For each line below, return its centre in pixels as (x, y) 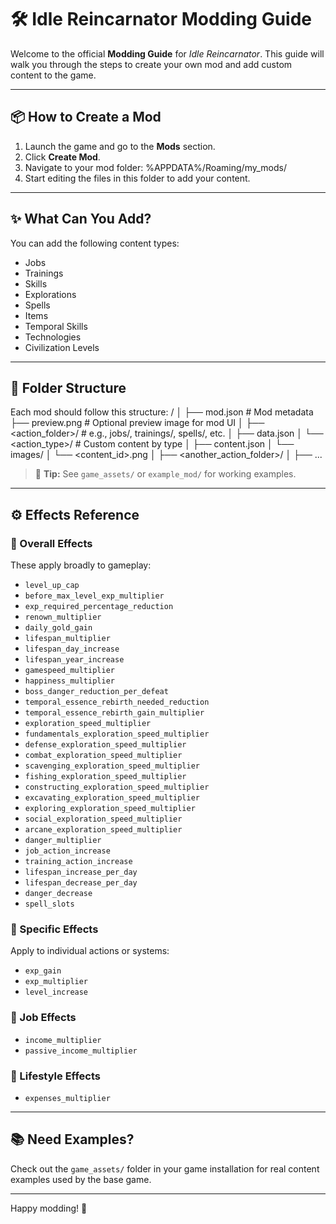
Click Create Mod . (62, 157)
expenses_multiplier (67, 1098)
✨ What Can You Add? (81, 219)
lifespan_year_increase (74, 660)
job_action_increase (67, 851)
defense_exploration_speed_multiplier (105, 745)
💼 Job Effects (43, 1018)
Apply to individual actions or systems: (90, 951)
